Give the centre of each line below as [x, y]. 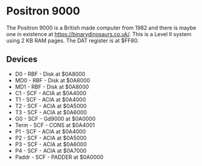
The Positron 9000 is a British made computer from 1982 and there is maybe [101, 28]
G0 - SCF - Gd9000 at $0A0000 [55, 118]
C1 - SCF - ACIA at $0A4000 [50, 93]
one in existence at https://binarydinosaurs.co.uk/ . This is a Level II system [99, 34]
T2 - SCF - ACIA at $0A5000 [51, 106]
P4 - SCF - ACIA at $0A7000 [51, 150]
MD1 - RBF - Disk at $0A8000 [52, 87]
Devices [22, 59]
